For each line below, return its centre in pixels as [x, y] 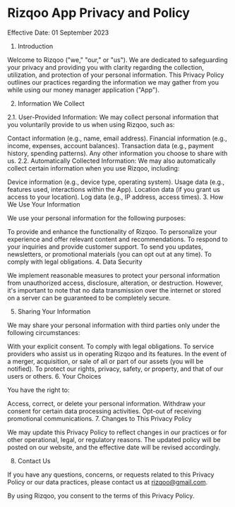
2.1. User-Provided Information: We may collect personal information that [113, 117]
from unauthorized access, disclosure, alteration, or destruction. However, [115, 283]
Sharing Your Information [54, 311]
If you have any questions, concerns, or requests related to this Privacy [111, 475]
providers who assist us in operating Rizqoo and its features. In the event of [117, 353]
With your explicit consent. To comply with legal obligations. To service [110, 346]
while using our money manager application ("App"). [84, 90]
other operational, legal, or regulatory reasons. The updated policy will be [114, 439]
